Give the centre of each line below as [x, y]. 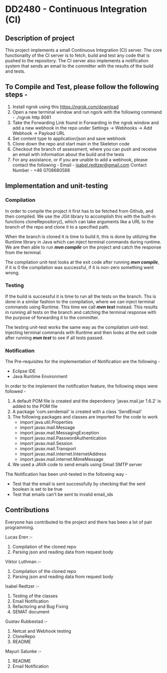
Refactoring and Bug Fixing [40, 606]
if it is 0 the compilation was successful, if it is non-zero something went [80, 267]
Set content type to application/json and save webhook [69, 138]
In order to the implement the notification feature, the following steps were [82, 386]
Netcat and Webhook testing [42, 631]
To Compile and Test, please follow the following [82, 87]
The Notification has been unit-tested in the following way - [66, 474]
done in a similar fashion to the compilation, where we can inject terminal [80, 301]
